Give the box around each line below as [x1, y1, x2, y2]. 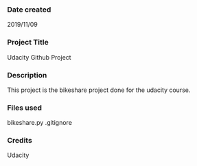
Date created [7, 5, 51, 14]
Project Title [7, 38, 49, 47]
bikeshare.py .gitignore [7, 119, 72, 127]
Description [7, 70, 47, 80]
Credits [7, 136, 32, 145]
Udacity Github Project [7, 53, 71, 61]
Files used [7, 103, 43, 112]
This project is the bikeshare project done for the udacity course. [7, 86, 191, 94]
